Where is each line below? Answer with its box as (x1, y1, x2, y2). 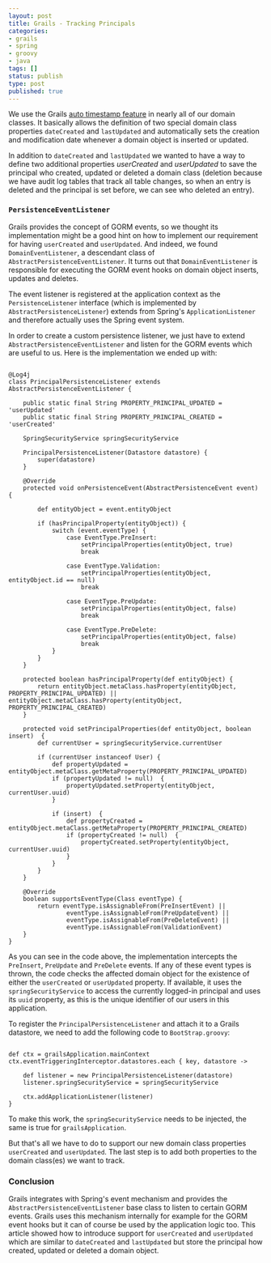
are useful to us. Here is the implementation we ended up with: (8, 347, 218, 357)
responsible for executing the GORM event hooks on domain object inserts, (8, 265, 259, 274)
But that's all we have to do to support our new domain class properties (8, 1138, 247, 1148)
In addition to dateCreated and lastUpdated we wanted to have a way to (8, 151, 245, 160)
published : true (8, 87, 63, 96)
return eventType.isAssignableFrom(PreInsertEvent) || (37, 902, 227, 910)
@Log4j (8, 370, 31, 379)
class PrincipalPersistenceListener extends (8, 377, 161, 385)
